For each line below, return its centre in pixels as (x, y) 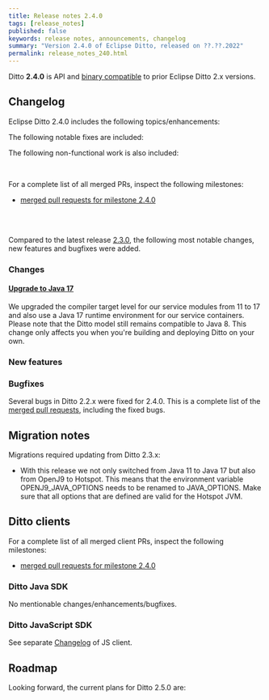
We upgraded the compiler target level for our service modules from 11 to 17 (134, 306)
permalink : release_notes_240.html (68, 53)
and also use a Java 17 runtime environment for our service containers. (126, 315)
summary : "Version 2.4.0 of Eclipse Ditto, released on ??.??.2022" (126, 46)
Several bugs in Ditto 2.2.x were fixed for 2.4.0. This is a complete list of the (134, 401)
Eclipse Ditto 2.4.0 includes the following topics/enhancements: (114, 121)
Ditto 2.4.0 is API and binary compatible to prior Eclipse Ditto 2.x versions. (132, 76)
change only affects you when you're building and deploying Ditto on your (132, 332)
